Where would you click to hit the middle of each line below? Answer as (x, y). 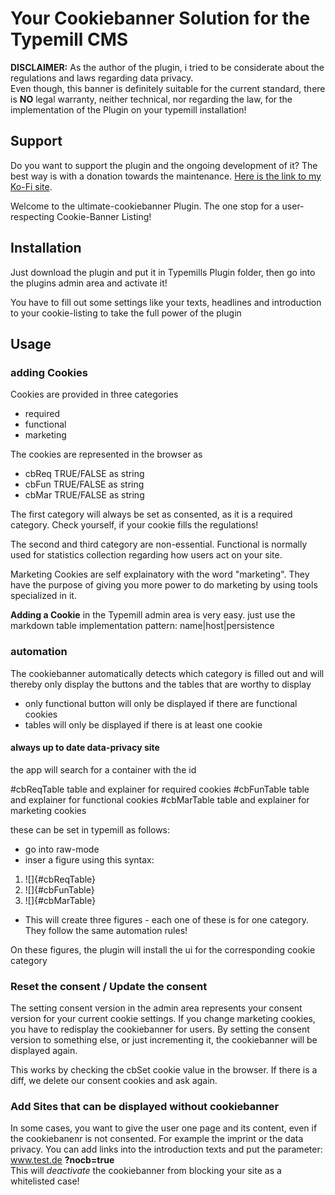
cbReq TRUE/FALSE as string (84, 474)
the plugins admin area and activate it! (89, 283)
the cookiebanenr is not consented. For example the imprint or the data (157, 1139)
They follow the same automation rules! (106, 930)
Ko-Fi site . (31, 186)
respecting (32, 216)
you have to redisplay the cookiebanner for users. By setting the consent (160, 1029)
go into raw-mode (62, 849)
